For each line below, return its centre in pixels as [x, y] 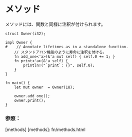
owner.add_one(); [32, 96]
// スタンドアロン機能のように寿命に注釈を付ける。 [60, 52]
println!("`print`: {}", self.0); [59, 65]
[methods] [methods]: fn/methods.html [45, 129]
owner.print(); [30, 100]
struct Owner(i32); [25, 34]
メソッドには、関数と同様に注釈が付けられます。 [55, 24]
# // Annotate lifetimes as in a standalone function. [67, 47]
